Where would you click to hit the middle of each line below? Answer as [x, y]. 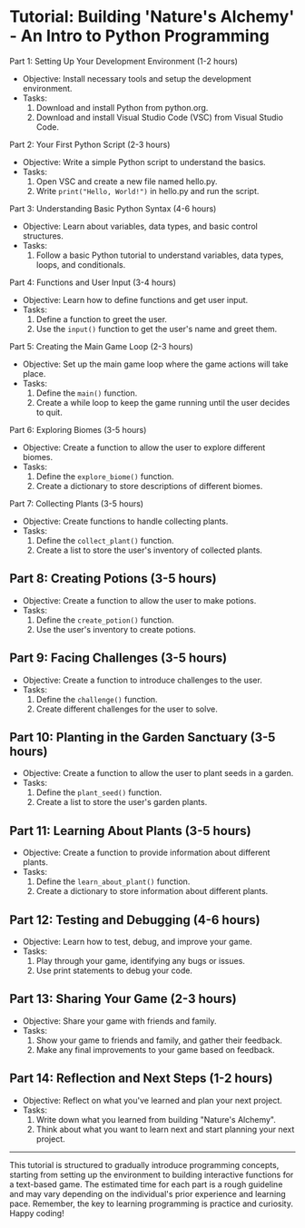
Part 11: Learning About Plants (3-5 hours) [130, 831]
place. [34, 373]
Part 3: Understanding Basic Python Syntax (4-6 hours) [113, 208]
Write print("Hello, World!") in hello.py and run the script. [148, 191]
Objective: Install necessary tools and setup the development [137, 78]
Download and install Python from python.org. [122, 107]
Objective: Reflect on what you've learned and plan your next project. [152, 1100]
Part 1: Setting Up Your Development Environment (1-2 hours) [124, 61]
